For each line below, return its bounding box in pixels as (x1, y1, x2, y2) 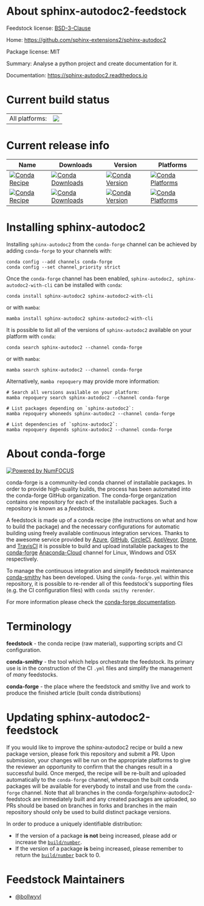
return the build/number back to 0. (15, 851, 101, 859)
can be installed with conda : (53, 281, 123, 289)
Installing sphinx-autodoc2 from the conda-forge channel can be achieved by (6, 241, 197, 248)
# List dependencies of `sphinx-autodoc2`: (6, 421, 118, 427)
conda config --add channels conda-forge (6, 259, 113, 265)
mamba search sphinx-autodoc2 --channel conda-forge (6, 367, 143, 373)
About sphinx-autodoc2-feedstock (6, 4, 187, 18)
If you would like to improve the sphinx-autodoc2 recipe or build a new (6, 743, 183, 751)
